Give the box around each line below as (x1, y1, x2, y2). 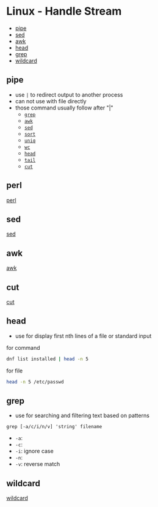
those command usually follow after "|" (15, 104, 114, 111)
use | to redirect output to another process (15, 91, 123, 98)
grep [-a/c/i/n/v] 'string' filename (6, 424, 102, 430)
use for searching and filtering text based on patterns (15, 412, 149, 420)
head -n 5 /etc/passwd (6, 379, 64, 385)
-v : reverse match (15, 461, 60, 468)
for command (6, 344, 40, 351)
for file (6, 367, 23, 374)
